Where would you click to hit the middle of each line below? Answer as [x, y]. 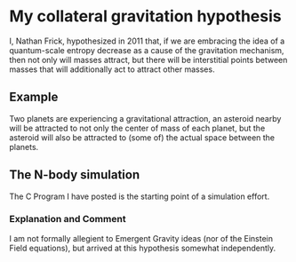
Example [34, 97]
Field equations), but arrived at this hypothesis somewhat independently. [143, 248]
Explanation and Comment [68, 219]
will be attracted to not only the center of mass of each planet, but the [137, 128]
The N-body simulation [75, 175]
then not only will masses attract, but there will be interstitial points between [148, 60]
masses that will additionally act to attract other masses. [112, 69]
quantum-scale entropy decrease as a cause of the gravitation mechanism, [147, 50]
